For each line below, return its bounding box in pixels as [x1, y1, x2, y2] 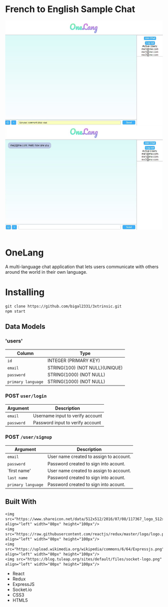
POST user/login [5, 393, 47, 400]
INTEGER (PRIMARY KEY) [47, 357, 100, 363]
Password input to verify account [33, 419, 101, 425]
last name [7, 475, 28, 480]
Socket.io [12, 586, 32, 592]
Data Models [5, 322, 45, 331]
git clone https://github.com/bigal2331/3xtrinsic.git [5, 304, 122, 309]
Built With [5, 498, 36, 506]
